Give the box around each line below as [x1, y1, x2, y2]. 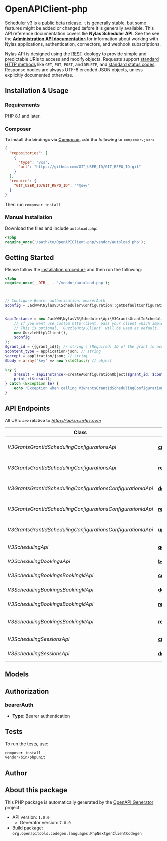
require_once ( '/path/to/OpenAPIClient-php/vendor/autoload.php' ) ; [5, 239, 146, 245]
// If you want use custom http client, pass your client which [14, 321, 150, 326]
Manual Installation [5, 214, 53, 221]
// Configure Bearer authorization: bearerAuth [5, 298, 106, 303]
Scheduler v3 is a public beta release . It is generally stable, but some [5, 20, 147, 26]
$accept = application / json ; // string [5, 353, 88, 358]
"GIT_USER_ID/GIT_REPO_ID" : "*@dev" [14, 183, 90, 188]
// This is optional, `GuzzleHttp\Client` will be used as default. [14, 325, 159, 331]
